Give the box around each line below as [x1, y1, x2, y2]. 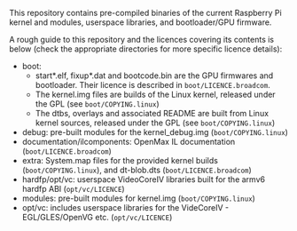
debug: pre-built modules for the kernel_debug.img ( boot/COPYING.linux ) [21, 127, 288, 137]
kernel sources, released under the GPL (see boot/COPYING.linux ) [35, 117, 276, 128]
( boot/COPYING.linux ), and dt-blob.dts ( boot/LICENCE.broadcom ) [21, 164, 253, 175]
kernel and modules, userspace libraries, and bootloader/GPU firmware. [9, 17, 272, 28]
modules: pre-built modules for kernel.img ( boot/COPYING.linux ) [21, 193, 255, 203]
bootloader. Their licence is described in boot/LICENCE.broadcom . [35, 80, 270, 90]
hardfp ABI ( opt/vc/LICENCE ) [21, 184, 126, 194]
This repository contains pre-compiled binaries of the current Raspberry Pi [9, 8, 282, 18]
